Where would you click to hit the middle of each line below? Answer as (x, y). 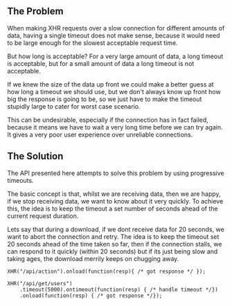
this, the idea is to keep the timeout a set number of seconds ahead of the (113, 208)
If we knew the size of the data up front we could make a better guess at (110, 84)
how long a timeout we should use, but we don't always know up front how (114, 91)
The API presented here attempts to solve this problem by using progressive (116, 173)
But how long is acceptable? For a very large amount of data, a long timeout (115, 56)
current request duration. (43, 216)
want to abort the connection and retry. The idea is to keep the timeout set (113, 236)
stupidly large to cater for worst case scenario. (74, 106)
